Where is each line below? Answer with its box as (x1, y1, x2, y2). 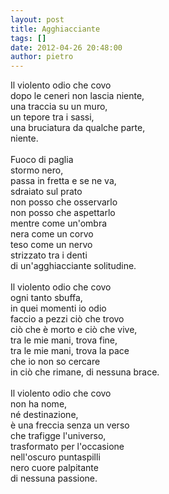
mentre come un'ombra (10, 217, 108, 230)
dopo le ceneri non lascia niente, (10, 90, 145, 102)
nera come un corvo (10, 228, 94, 240)
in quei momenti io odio (10, 302, 107, 315)
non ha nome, (10, 398, 68, 410)
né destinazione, (10, 409, 79, 421)
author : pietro (10, 52, 74, 62)
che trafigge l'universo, (10, 430, 107, 442)
